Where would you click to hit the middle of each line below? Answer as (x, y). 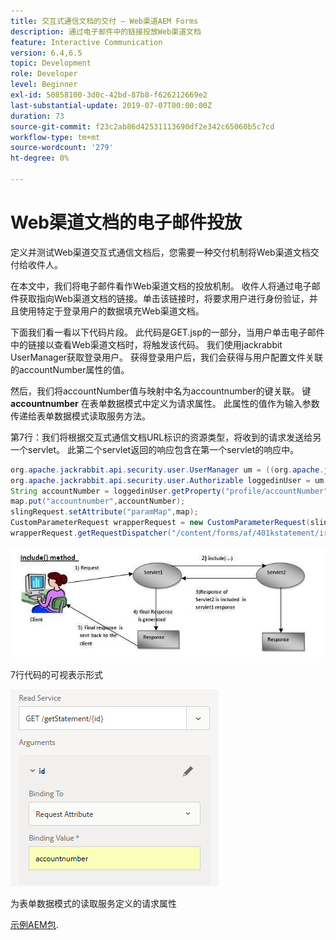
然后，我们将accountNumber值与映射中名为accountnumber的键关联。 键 (161, 391)
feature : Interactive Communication (86, 42)
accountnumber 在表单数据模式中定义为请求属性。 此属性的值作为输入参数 (165, 403)
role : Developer (44, 74)
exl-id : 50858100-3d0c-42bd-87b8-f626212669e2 (109, 95)
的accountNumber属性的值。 (70, 369)
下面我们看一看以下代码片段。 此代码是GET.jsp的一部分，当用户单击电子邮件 (167, 332)
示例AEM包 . (34, 924)
